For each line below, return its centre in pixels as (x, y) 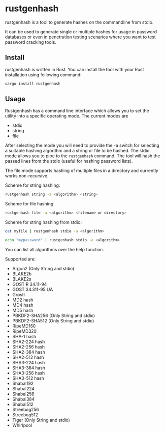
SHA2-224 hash (29, 342)
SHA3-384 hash (29, 368)
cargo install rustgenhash (33, 84)
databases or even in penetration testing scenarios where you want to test (81, 37)
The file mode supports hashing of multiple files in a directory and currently (82, 171)
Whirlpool (22, 425)
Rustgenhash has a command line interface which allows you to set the (77, 111)
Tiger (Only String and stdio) (41, 420)
